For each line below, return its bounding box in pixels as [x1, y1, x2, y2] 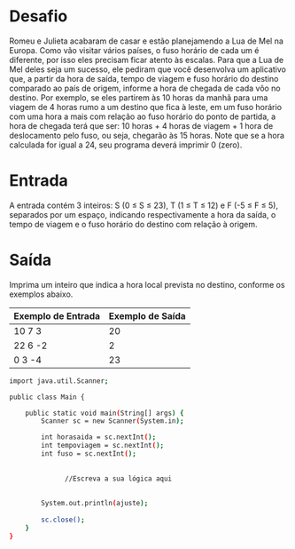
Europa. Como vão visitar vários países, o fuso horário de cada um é [9, 44, 260, 55]
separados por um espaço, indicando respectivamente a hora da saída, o [9, 209, 276, 219]
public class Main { [9, 393, 86, 402]
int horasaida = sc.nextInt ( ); [41, 433, 157, 442]
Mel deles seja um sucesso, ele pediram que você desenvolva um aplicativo [9, 64, 286, 75]
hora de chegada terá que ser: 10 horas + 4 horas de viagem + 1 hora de [9, 120, 274, 131]
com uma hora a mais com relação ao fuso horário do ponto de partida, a [9, 111, 276, 122]
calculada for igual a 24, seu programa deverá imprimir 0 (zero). [9, 139, 243, 150]
